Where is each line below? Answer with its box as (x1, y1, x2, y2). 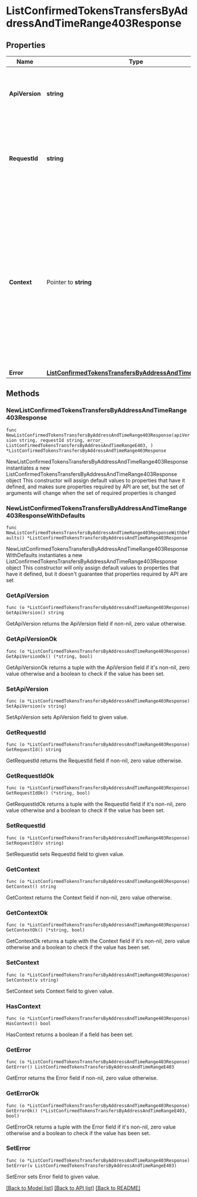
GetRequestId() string (6, 747, 62, 753)
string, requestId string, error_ (19, 437, 104, 443)
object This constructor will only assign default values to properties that (6, 564, 180, 571)
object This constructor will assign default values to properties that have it (6, 477, 185, 484)
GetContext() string (6, 884, 57, 890)
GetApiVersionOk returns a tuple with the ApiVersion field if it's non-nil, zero (6, 664, 190, 671)
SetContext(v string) (6, 977, 59, 983)
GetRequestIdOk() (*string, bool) (6, 791, 91, 796)
